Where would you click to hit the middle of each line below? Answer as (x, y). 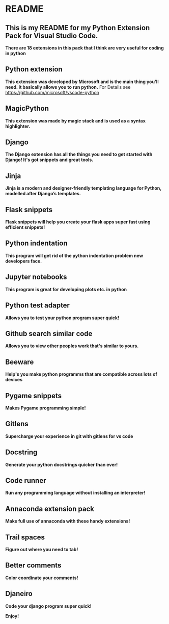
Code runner (26, 480)
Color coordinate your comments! (42, 578)
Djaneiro (19, 594)
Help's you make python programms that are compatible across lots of (81, 374)
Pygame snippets (34, 396)
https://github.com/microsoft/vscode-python (52, 92)
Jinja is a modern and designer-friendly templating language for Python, (83, 188)
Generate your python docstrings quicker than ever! (62, 464)
